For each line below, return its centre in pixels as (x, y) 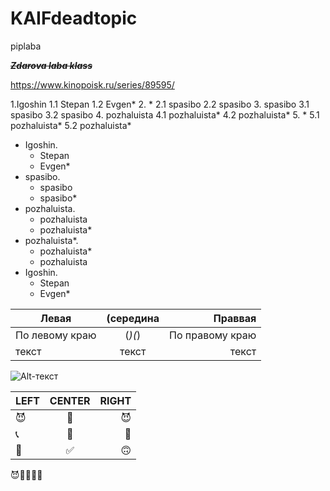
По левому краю (56, 335)
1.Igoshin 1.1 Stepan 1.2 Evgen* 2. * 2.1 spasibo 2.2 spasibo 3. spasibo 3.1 (160, 104)
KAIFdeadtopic (74, 18)
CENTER (70, 400)
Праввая (235, 318)
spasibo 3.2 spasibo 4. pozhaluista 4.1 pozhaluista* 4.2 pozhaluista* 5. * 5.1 (165, 114)
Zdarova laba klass (51, 65)
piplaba (26, 46)
